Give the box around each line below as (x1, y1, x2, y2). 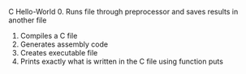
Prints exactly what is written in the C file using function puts (19, 56, 223, 66)
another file (8, 15, 47, 25)
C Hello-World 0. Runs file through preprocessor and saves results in (8, 7, 239, 16)
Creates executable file (19, 48, 98, 57)
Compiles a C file (19, 31, 78, 40)
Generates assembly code (19, 39, 108, 49)
